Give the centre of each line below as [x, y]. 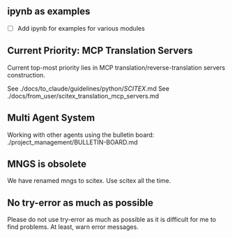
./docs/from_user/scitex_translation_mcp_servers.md [83, 96]
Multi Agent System [51, 118]
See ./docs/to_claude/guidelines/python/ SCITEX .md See [88, 88]
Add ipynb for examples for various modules [81, 28]
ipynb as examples [49, 12]
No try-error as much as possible [80, 203]
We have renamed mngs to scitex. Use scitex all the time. [89, 181]
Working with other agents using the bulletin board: [81, 135]
